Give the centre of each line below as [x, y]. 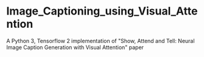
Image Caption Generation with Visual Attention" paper [75, 47]
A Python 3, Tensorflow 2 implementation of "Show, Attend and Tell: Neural [100, 41]
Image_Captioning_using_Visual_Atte [102, 11]
